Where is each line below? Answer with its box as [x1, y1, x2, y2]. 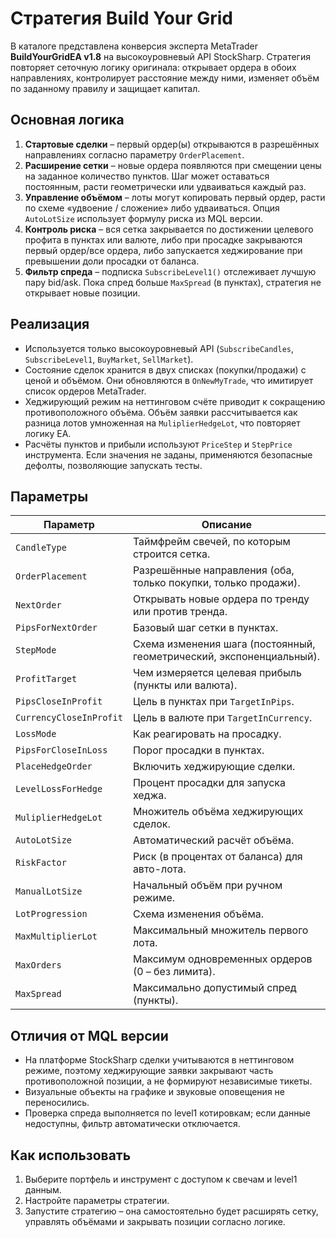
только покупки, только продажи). [132, 576, 301, 590]
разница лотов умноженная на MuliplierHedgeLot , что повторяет [24, 417, 301, 429]
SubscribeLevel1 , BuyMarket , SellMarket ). [24, 353, 194, 365]
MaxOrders [15, 960, 62, 971]
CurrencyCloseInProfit [15, 712, 123, 724]
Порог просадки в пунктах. [132, 743, 265, 757]
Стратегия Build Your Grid [10, 7, 234, 30]
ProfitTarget [15, 673, 78, 685]
